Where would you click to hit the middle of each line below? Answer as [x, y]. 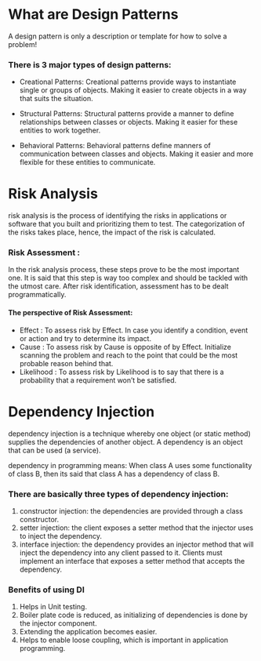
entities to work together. [60, 130]
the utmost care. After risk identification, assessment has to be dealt [118, 286]
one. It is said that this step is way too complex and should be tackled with [128, 278]
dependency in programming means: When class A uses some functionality [130, 465]
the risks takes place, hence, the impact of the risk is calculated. [112, 232]
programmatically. [37, 295]
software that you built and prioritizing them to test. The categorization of [127, 224]
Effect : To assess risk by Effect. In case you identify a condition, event [134, 330]
